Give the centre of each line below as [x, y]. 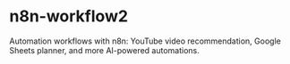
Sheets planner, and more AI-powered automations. [104, 50]
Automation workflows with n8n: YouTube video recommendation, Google [145, 41]
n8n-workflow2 [68, 16]
